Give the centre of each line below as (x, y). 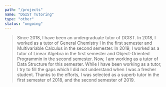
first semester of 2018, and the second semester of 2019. (76, 80)
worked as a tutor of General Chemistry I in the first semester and (84, 43)
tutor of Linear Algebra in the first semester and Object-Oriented (83, 54)
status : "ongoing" (24, 24)
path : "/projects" (24, 10)
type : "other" (19, 19)
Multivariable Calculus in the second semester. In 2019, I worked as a (88, 48)
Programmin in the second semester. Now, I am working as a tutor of (87, 59)
